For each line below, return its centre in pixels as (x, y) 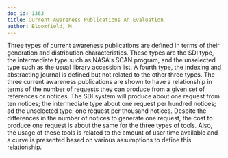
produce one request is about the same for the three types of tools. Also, (110, 126)
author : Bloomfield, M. (41, 26)
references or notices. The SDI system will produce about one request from (114, 96)
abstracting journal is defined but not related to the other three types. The (111, 75)
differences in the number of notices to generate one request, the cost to (110, 118)
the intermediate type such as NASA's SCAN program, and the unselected (111, 60)
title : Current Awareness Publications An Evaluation (86, 20)
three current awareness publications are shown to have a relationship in (110, 82)
